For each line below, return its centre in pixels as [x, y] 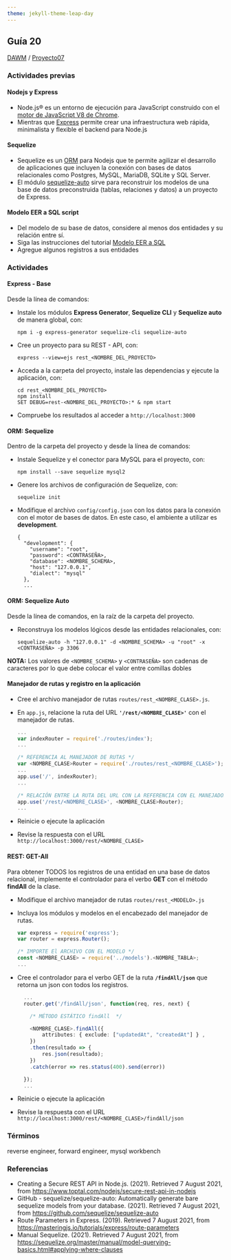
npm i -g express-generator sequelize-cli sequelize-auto [102, 333]
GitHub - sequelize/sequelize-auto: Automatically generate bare [108, 1198]
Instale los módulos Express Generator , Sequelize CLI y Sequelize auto [119, 313]
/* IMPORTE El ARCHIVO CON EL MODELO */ [76, 952]
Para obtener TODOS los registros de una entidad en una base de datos [109, 872]
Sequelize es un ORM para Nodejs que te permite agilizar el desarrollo [117, 160]
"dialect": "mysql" [58, 574]
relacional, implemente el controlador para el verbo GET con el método [108, 879]
